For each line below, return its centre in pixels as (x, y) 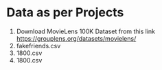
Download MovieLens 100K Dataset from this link (86, 31)
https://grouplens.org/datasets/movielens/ (76, 38)
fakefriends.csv (38, 46)
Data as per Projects (65, 13)
